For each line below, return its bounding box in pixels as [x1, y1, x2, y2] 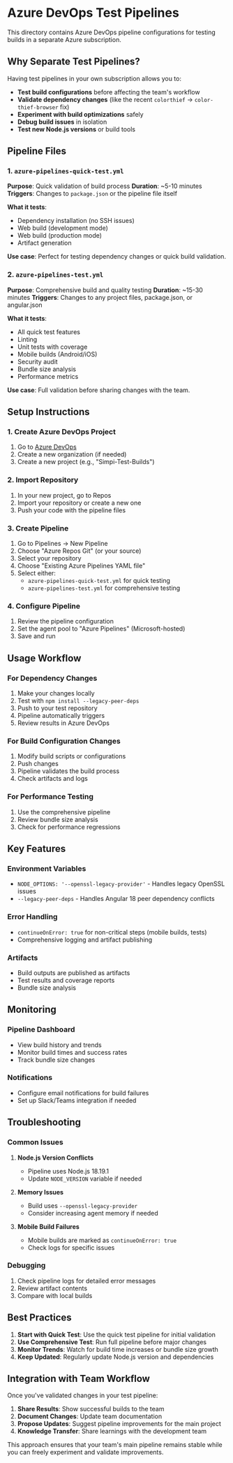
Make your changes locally [17, 689, 96, 697]
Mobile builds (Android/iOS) [17, 349, 98, 358]
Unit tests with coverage [17, 343, 88, 351]
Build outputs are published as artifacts [17, 968, 130, 976]
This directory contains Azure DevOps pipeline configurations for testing [7, 28, 216, 36]
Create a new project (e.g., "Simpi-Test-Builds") [17, 458, 155, 466]
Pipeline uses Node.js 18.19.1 [27, 1167, 110, 1175]
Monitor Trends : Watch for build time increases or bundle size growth [17, 1345, 218, 1353]
